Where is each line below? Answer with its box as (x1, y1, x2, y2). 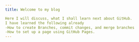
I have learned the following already (5, 21, 84, 25)
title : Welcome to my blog (5, 7, 60, 12)
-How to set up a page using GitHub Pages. (5, 30, 95, 35)
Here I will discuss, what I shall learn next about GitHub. (5, 16, 133, 21)
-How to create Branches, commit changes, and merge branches (5, 25, 135, 30)
